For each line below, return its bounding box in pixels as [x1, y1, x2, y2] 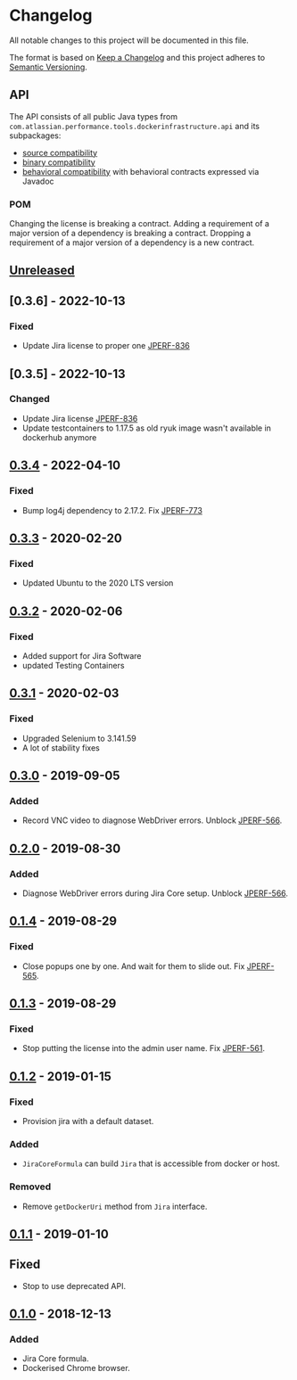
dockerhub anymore [21, 431, 97, 442]
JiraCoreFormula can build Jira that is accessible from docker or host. [21, 1158, 281, 1169]
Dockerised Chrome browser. [21, 1363, 131, 1374]
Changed [9, 393, 51, 406]
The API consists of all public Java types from [9, 111, 178, 121]
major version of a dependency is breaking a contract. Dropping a [9, 228, 252, 239]
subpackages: [9, 130, 62, 141]
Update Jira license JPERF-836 [21, 413, 138, 423]
